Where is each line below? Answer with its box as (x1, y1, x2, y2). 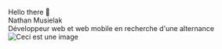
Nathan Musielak (8, 16, 63, 25)
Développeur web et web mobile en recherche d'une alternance (8, 24, 214, 33)
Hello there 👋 (8, 8, 51, 16)
